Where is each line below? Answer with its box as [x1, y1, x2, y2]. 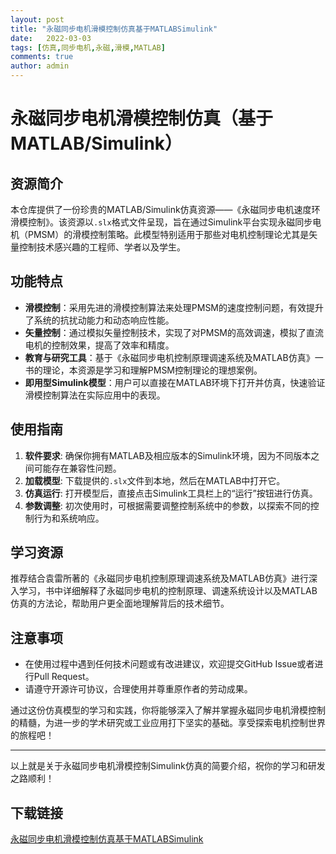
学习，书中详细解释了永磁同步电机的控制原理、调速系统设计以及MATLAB [18, 585, 318, 597]
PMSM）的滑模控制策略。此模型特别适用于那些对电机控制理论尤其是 [27, 229, 310, 240]
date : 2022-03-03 [10, 33, 92, 43]
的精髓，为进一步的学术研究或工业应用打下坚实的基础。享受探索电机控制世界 [10, 717, 326, 729]
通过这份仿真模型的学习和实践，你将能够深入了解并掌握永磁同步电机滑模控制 [10, 704, 326, 716]
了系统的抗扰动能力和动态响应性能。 [24, 314, 175, 326]
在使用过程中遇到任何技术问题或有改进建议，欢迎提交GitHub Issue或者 [24, 658, 315, 670]
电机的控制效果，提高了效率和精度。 [24, 339, 175, 351]
